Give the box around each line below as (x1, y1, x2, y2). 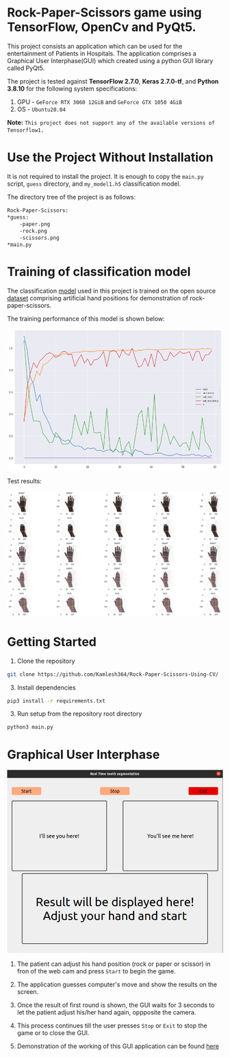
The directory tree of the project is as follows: (7, 193, 136, 201)
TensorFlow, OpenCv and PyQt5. (7, 19, 196, 35)
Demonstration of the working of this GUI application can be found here (16, 1042, 219, 1050)
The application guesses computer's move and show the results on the (16, 980, 218, 988)
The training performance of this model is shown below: (7, 314, 166, 323)
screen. (16, 987, 39, 995)
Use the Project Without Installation (7, 149, 214, 165)
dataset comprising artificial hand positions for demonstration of (7, 293, 189, 302)
